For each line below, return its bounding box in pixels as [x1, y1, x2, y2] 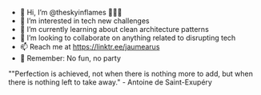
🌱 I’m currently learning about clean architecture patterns [19, 25, 210, 34]
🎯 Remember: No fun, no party [19, 53, 122, 63]
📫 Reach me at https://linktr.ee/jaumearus [19, 42, 160, 51]
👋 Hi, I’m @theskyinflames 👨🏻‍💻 [19, 8, 122, 17]
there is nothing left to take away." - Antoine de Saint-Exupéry [8, 77, 212, 87]
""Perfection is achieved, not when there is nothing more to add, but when [8, 69, 254, 78]
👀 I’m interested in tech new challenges [19, 16, 150, 26]
